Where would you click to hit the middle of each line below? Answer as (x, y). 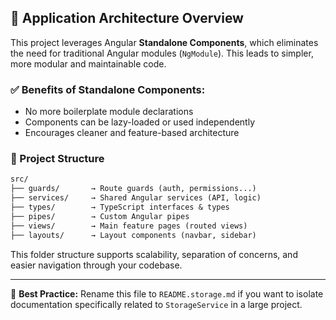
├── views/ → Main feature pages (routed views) (129, 226)
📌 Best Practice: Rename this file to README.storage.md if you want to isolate (167, 293)
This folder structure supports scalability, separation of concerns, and (154, 254)
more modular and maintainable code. (88, 63)
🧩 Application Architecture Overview (127, 18)
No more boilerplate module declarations (109, 112)
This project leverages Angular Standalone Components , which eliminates (164, 42)
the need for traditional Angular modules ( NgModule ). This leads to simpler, (162, 53)
